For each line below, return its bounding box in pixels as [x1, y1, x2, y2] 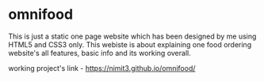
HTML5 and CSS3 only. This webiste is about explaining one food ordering [8, 39, 252, 49]
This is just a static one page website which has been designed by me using [8, 31, 257, 41]
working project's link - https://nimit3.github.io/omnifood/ [8, 63, 196, 72]
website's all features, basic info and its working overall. [8, 48, 192, 57]
